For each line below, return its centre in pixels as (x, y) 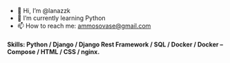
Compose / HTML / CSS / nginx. (54, 51)
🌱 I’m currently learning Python (61, 18)
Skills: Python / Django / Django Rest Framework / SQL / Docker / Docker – (115, 44)
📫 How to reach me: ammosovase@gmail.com (84, 26)
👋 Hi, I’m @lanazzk (44, 11)
